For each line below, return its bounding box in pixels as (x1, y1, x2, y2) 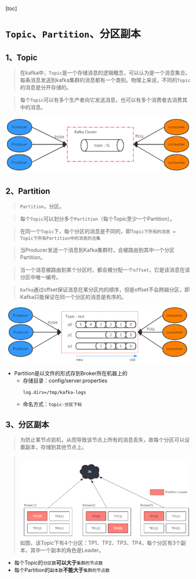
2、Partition (5, 186, 50, 196)
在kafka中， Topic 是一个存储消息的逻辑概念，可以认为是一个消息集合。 (19, 69, 191, 76)
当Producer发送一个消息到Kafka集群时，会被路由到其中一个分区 (19, 247, 175, 254)
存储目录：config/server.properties (22, 377, 108, 384)
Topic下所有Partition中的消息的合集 (19, 235, 101, 241)
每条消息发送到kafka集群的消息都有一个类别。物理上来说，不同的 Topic (19, 76, 191, 83)
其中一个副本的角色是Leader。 (30, 547, 104, 554)
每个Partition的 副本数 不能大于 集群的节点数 (13, 567, 110, 574)
